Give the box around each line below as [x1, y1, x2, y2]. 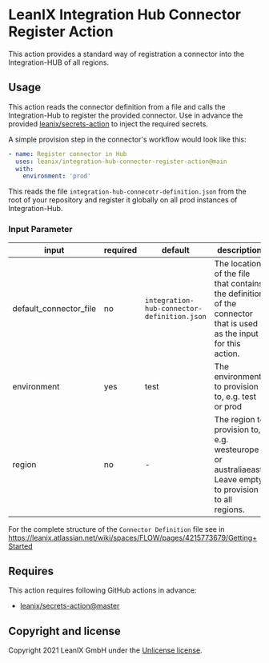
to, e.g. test [214, 390, 256, 401]
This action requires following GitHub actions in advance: [8, 585, 197, 595]
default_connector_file [12, 302, 96, 314]
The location [214, 258, 262, 269]
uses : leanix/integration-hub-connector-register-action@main [15, 158, 227, 166]
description [217, 244, 263, 255]
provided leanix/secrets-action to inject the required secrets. [8, 118, 208, 129]
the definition [214, 288, 264, 299]
